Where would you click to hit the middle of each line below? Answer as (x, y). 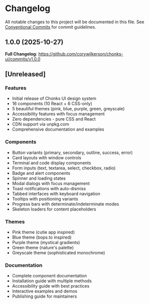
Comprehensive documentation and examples (58, 129)
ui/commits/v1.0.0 (23, 59)
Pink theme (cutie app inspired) (43, 232)
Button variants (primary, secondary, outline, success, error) (72, 152)
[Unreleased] (25, 74)
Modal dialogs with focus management (51, 183)
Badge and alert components (41, 173)
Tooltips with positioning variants (45, 198)
